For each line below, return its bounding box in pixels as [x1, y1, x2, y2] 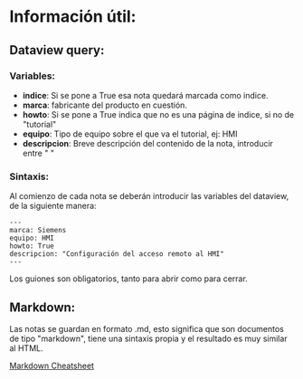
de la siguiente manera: [9, 201, 97, 212]
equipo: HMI [9, 233, 54, 243]
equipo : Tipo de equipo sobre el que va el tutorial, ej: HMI [22, 128, 238, 139]
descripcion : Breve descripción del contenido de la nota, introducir [22, 137, 274, 148]
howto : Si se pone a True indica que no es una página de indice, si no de [22, 109, 295, 119]
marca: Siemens [9, 226, 67, 235]
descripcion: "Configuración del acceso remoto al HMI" [9, 250, 224, 259]
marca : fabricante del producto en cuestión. [22, 99, 188, 110]
